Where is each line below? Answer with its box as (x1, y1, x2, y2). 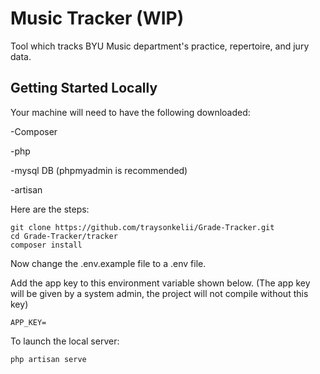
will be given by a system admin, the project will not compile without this (10, 287, 309, 299)
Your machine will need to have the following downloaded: (10, 106, 251, 118)
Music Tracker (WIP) (10, 7, 185, 30)
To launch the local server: (10, 335, 120, 347)
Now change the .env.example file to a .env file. (10, 257, 207, 269)
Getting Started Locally (10, 80, 158, 97)
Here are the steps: (10, 203, 90, 215)
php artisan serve (10, 354, 87, 364)
